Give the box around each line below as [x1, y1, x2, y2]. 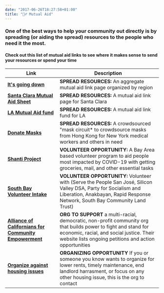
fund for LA [59, 112, 86, 119]
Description [94, 69, 122, 76]
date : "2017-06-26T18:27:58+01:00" [5, 7, 78, 12]
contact [59, 280, 77, 287]
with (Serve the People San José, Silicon [59, 179, 153, 186]
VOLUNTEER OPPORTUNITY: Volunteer [59, 172, 151, 179]
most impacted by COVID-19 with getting [59, 158, 156, 165]
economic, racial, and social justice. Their [59, 229, 155, 236]
